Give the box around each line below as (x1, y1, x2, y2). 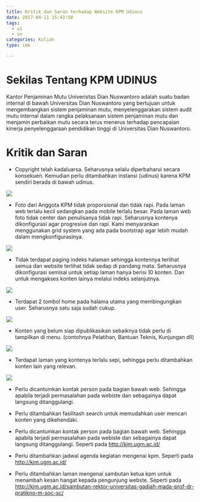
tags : (6, 20, 20, 26)
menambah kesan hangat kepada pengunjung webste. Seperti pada (14, 476, 182, 483)
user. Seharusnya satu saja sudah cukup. (14, 304, 116, 312)
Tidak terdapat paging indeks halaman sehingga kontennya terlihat (14, 256, 179, 263)
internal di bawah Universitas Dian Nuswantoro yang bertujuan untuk (6, 99, 176, 107)
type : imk (6, 43, 31, 49)
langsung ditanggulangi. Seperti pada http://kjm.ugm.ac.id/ (14, 440, 160, 447)
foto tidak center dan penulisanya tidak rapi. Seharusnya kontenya (14, 214, 178, 221)
